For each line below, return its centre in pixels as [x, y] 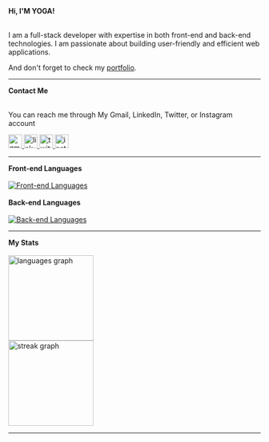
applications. [29, 52]
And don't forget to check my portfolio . [72, 67]
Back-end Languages [45, 203]
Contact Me [28, 91]
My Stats [24, 243]
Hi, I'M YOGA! [32, 11]
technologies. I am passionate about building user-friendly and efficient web [134, 43]
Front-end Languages [45, 168]
